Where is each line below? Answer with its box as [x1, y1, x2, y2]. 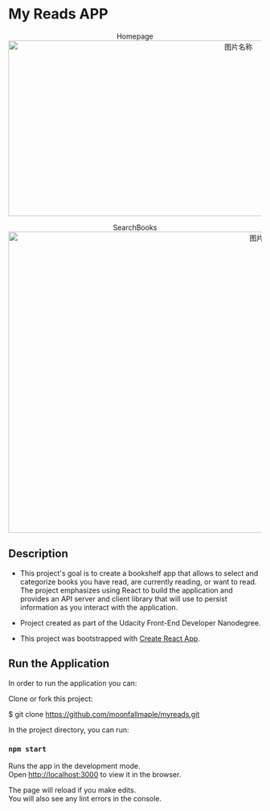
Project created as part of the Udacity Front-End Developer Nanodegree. [19, 617, 261, 627]
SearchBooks [112, 222, 157, 232]
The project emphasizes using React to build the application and [19, 585, 233, 595]
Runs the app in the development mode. [8, 760, 141, 771]
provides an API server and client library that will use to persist [19, 593, 227, 603]
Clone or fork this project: [8, 694, 94, 703]
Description [8, 547, 68, 560]
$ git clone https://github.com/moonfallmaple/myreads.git [8, 709, 200, 719]
